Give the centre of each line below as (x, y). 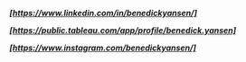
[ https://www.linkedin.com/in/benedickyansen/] (103, 13)
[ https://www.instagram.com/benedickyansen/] (103, 48)
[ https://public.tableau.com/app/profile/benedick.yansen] (123, 30)
